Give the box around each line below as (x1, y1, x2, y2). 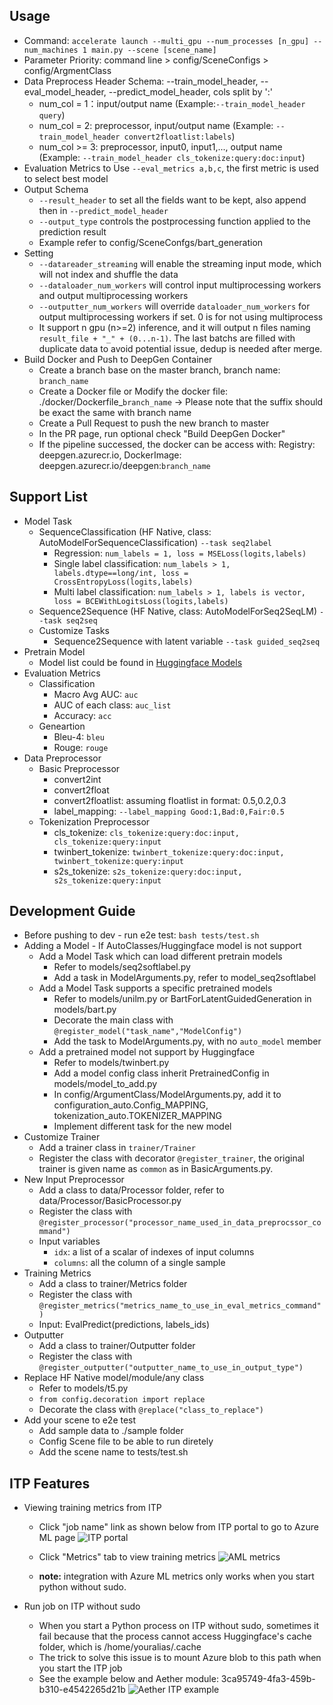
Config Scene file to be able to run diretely (38, 1435, 214, 1448)
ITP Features (9, 1475, 91, 1492)
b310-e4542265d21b (38, 1684, 126, 1696)
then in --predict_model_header (38, 204, 169, 216)
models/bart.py (53, 1004, 117, 1016)
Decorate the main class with (53, 1014, 174, 1026)
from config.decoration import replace (38, 1395, 206, 1405)
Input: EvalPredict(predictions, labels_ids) (38, 1319, 211, 1331)
